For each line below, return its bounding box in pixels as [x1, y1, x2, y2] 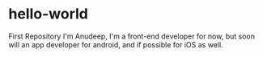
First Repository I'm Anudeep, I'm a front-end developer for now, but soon [8, 31, 255, 41]
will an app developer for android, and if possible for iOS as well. [8, 39, 224, 49]
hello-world [8, 5, 89, 23]
